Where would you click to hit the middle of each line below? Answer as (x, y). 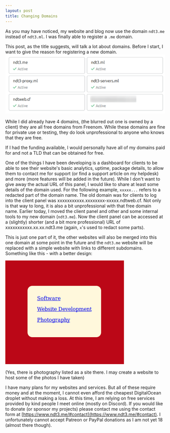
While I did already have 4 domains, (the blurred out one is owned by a (79, 122)
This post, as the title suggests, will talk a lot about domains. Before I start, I (84, 46)
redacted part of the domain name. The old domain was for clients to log (81, 195)
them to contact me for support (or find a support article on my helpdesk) (82, 174)
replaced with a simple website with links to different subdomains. (74, 248)
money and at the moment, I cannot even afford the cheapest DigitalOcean (83, 393)
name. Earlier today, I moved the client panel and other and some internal (82, 211)
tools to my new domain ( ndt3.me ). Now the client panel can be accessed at (84, 217)
